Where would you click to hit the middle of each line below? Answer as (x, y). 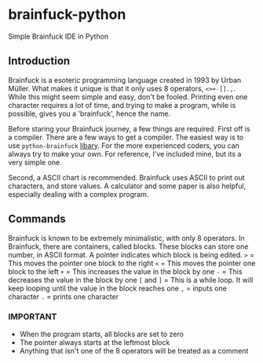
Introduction (39, 61)
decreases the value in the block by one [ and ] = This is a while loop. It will (131, 280)
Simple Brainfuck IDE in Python (58, 36)
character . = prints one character (64, 296)
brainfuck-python (67, 15)
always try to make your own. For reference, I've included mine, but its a (125, 154)
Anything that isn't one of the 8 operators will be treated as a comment (134, 350)
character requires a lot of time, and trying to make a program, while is (122, 105)
